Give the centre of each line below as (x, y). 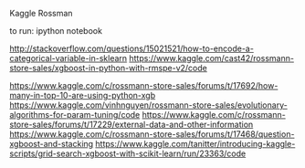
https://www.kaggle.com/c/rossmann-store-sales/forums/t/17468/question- (152, 134)
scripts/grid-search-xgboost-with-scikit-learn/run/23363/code (128, 153)
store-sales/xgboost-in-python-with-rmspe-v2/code (108, 68)
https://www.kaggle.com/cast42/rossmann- (212, 58)
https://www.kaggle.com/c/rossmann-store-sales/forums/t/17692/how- (144, 85)
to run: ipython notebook (56, 31)
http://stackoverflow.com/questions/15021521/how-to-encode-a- (131, 48)
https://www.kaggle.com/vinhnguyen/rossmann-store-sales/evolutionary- (148, 105)
